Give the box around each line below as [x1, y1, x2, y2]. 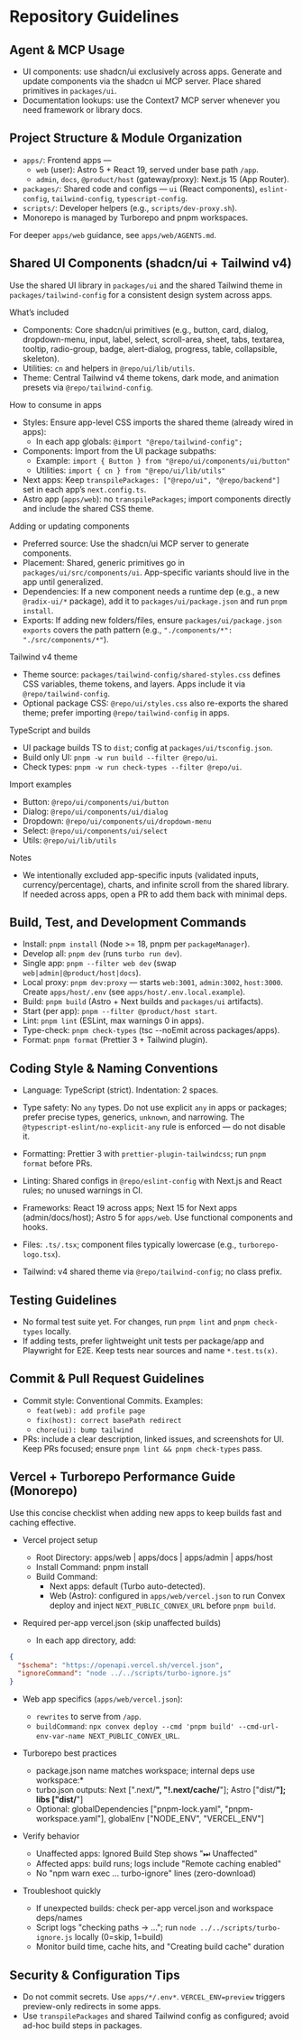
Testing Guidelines [9, 1292, 117, 1307]
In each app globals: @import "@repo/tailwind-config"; [35, 436, 243, 447]
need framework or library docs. [22, 105, 142, 115]
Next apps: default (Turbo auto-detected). [49, 1581, 206, 1592]
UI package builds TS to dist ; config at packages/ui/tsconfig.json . [22, 742, 273, 752]
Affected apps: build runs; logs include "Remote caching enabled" [35, 1859, 282, 1869]
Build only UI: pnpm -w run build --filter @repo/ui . [22, 752, 218, 762]
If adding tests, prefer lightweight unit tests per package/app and [22, 1335, 264, 1346]
